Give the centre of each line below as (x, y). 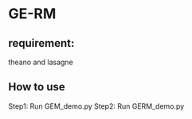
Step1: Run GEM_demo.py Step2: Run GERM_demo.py (96, 106)
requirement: (41, 43)
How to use (37, 87)
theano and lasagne (41, 62)
